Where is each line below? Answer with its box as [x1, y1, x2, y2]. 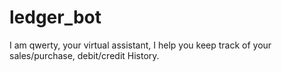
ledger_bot [9, 6, 102, 29]
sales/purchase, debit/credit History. [9, 49, 160, 61]
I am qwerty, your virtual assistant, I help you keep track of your [9, 39, 272, 51]
